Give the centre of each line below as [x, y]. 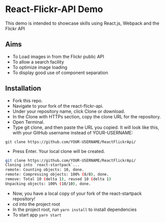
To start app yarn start [37, 214]
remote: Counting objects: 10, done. [45, 170]
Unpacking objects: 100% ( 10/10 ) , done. [48, 184]
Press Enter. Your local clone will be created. [59, 151]
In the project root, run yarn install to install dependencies [74, 209]
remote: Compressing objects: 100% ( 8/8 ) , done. [57, 175]
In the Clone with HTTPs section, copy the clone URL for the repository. [87, 116]
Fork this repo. [27, 100]
